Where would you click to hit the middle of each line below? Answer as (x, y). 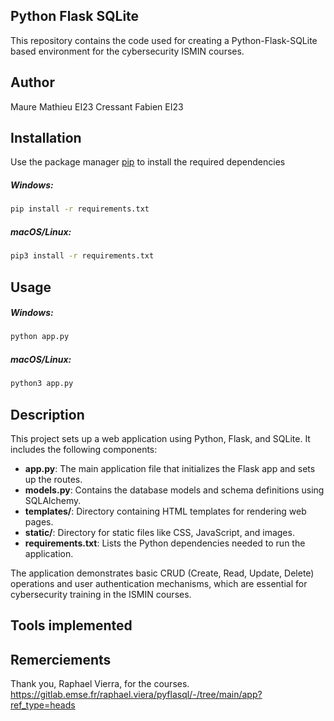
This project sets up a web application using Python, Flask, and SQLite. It (160, 439)
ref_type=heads (43, 705)
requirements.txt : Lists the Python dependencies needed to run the (165, 543)
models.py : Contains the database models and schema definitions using (174, 490)
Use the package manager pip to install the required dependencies (148, 162)
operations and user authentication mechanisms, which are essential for (159, 584)
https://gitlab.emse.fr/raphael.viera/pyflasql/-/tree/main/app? (136, 695)
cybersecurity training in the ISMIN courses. (101, 595)
